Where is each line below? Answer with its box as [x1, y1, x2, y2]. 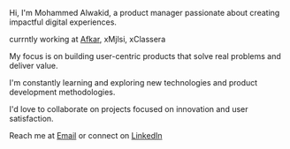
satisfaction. [9, 114, 55, 123]
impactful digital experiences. [9, 17, 118, 27]
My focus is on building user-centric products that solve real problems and [9, 51, 281, 61]
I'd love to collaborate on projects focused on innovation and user [9, 104, 248, 114]
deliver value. [9, 61, 59, 71]
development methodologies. [9, 87, 116, 97]
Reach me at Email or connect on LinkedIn [9, 130, 163, 140]
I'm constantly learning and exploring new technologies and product [9, 78, 258, 87]
